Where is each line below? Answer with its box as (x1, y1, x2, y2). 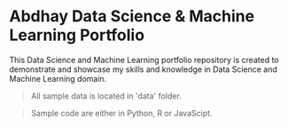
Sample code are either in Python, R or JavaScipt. (30, 107, 213, 118)
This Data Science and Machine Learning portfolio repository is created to (9, 54, 279, 65)
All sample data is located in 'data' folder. (30, 91, 182, 101)
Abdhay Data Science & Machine (9, 6, 255, 27)
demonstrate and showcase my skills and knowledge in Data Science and (9, 64, 277, 75)
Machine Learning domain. (9, 73, 107, 83)
